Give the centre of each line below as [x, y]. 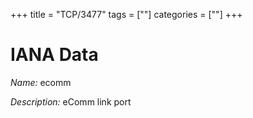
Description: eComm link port [71, 101]
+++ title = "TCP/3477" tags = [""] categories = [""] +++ [126, 14]
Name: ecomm [41, 82]
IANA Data [54, 55]
